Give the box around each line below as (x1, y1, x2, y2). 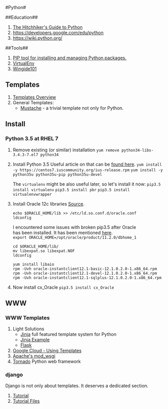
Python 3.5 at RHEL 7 (5, 135, 59, 142)
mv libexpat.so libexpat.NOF (12, 248, 75, 254)
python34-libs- (121, 148, 154, 153)
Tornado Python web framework (12, 358, 81, 365)
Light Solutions (12, 326, 44, 332)
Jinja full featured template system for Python (20, 331, 116, 337)
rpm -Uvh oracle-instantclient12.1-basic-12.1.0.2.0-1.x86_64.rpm (12, 266, 157, 271)
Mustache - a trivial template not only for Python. (20, 105, 124, 111)
